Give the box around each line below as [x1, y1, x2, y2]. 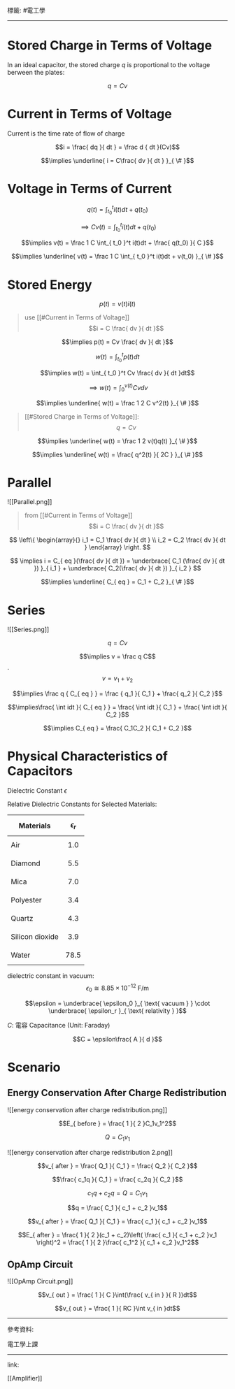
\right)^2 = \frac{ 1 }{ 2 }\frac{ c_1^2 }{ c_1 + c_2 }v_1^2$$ [36, 1238, 199, 1246]
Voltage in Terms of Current [7, 181, 173, 197]
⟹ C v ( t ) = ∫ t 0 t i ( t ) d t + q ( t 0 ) [80, 221, 157, 233]
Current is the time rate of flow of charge [7, 129, 125, 138]
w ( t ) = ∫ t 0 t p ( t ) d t [95, 352, 140, 364]
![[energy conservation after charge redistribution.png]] [7, 1105, 168, 1114]
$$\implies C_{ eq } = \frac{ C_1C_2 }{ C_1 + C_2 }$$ [43, 724, 192, 733]
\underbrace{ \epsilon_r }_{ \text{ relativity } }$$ [48, 1006, 187, 1015]
